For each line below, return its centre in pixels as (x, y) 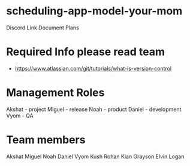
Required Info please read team (86, 52)
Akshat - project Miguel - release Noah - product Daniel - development (94, 109)
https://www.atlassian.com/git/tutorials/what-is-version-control (93, 68)
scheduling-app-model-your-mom (94, 11)
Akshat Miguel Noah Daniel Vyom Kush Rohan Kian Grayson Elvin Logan (95, 156)
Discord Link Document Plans (43, 28)
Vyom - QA (20, 116)
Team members (46, 140)
